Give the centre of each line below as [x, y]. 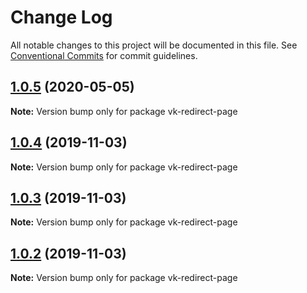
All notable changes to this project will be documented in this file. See [154, 45]
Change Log [61, 17]
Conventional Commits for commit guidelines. [104, 55]
